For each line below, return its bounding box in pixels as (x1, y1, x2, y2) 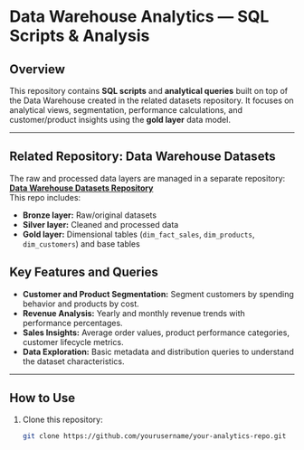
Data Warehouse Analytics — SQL (9, 6, 270, 27)
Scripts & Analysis (9, 25, 150, 46)
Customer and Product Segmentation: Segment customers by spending (22, 288, 294, 299)
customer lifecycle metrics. (22, 336, 124, 347)
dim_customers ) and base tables (22, 238, 140, 249)
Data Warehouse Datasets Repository (9, 183, 154, 193)
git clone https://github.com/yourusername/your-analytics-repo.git (22, 432, 287, 441)
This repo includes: (9, 192, 81, 202)
